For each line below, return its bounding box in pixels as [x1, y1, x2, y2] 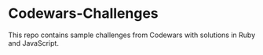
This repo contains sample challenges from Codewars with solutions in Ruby [8, 30, 256, 40]
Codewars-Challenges [8, 5, 159, 22]
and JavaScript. [8, 38, 59, 47]
